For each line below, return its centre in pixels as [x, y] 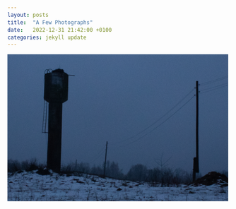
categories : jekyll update [47, 37]
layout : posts [28, 15]
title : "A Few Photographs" [50, 22]
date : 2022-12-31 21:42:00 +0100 [60, 30]
